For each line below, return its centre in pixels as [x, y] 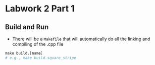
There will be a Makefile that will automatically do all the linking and [81, 39]
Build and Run [27, 27]
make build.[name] [24, 53]
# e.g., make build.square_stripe [41, 58]
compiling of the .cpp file [38, 44]
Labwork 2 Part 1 [40, 9]
